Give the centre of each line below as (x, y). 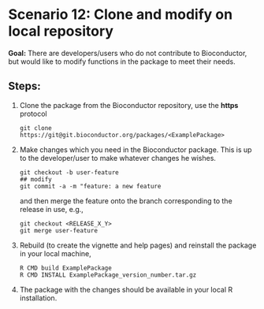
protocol (33, 114)
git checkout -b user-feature (69, 172)
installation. (38, 298)
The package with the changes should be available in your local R (126, 289)
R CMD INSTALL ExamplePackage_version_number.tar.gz (108, 275)
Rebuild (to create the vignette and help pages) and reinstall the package (138, 245)
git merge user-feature (59, 230)
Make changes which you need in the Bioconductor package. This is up (136, 149)
